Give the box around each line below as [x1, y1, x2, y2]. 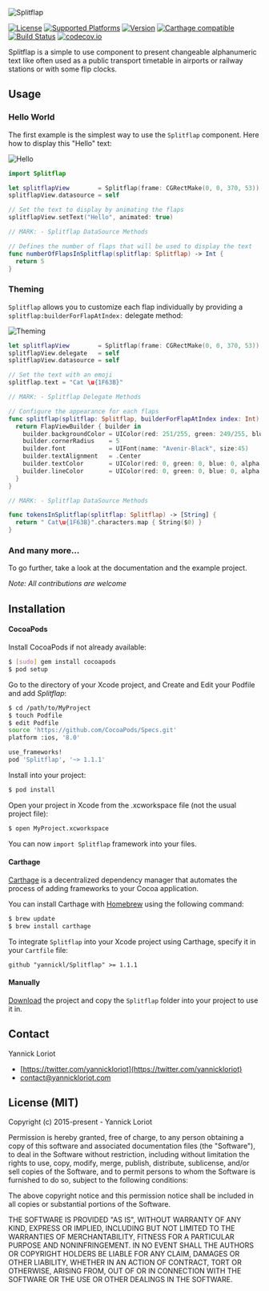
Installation [8, 602, 66, 616]
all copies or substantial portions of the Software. [8, 1199, 171, 1209]
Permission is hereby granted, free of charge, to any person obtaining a [8, 1133, 244, 1142]
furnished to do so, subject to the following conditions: [8, 1175, 188, 1185]
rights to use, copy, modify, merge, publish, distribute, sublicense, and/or [8, 1159, 250, 1168]
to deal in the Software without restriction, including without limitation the [8, 1150, 250, 1159]
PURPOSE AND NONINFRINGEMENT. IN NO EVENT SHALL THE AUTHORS [8, 1240, 255, 1250]
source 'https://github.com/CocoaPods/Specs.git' [8, 727, 178, 735]
